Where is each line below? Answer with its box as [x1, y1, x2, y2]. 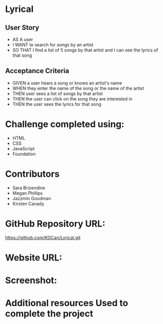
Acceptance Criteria [5, 67, 69, 75]
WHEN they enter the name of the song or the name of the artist [12, 85, 145, 91]
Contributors [5, 168, 60, 180]
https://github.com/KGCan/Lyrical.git [5, 234, 81, 240]
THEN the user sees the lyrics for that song [12, 101, 101, 107]
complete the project [5, 308, 94, 320]
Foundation [12, 151, 36, 157]
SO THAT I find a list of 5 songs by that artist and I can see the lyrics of [12, 47, 159, 53]
